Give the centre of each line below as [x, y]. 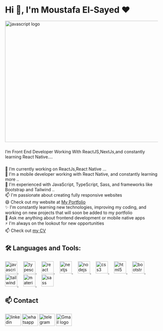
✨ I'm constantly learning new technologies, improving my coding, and [76, 207]
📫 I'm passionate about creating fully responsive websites [64, 195]
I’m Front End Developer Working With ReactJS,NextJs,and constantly [75, 151]
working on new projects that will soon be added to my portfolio [69, 213]
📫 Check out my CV [25, 231]
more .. [12, 179]
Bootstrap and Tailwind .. [30, 189]
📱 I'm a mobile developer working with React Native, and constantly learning [81, 174]
